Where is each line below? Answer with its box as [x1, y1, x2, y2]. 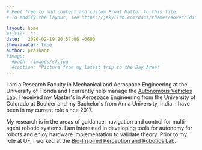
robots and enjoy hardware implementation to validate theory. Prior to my [6, 130, 188, 138]
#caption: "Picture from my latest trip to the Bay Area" [11, 64, 161, 70]
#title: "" [6, 31, 36, 37]
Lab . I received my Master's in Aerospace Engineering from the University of [6, 94, 196, 101]
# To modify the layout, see [6, 14, 79, 20]
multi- [172, 118, 188, 125]
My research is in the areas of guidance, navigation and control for [6, 118, 171, 125]
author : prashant [6, 47, 50, 54]
